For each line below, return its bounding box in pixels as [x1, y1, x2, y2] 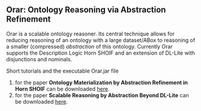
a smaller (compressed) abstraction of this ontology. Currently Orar [6, 43, 173, 50]
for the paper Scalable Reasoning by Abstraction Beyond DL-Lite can [14, 91, 189, 98]
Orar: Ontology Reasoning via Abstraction [6, 5, 166, 15]
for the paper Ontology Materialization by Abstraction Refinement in [14, 79, 188, 86]
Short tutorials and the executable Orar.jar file [6, 67, 119, 74]
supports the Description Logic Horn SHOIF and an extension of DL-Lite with [6, 49, 195, 56]
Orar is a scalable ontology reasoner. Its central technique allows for [6, 30, 175, 37]
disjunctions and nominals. [6, 55, 73, 62]
